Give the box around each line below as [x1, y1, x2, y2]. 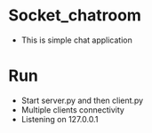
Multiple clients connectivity [20, 104, 125, 115]
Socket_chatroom [8, 5, 141, 26]
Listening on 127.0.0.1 [20, 113, 99, 124]
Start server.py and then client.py [20, 95, 144, 106]
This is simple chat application [20, 35, 132, 45]
